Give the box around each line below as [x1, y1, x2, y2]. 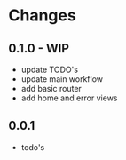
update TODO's [20, 64, 79, 75]
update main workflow [20, 74, 104, 84]
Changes [8, 5, 76, 26]
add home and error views [20, 92, 118, 103]
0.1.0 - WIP [8, 41, 70, 56]
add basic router [20, 84, 82, 93]
